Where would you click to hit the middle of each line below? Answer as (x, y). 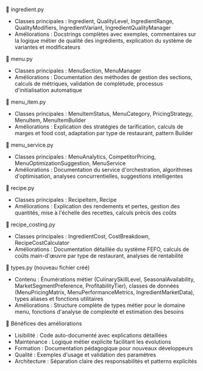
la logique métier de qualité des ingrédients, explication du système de (103, 41)
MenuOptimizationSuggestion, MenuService (70, 163)
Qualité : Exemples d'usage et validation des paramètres (85, 355)
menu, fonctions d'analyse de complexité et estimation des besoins (99, 312)
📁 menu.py (19, 59)
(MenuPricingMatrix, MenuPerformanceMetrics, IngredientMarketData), (104, 292)
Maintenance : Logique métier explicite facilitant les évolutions (93, 342)
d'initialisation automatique (48, 90)
